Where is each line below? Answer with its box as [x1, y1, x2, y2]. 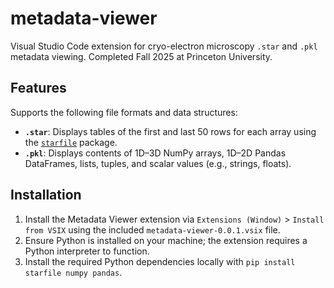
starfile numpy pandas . [24, 266, 123, 278]
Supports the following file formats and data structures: [10, 106, 238, 118]
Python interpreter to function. [24, 245, 150, 257]
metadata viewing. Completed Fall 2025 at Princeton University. [10, 50, 273, 62]
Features [10, 80, 67, 97]
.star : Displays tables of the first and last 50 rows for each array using [24, 125, 317, 137]
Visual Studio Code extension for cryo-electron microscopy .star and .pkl [10, 40, 318, 52]
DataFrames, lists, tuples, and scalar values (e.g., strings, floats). [24, 157, 292, 169]
